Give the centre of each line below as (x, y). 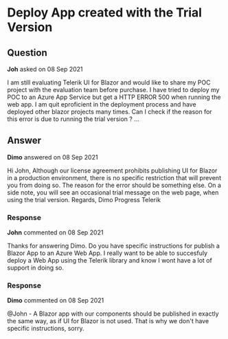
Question (27, 53)
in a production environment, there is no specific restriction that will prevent (114, 177)
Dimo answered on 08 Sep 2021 (53, 157)
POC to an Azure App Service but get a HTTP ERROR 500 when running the (114, 97)
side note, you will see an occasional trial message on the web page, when (113, 192)
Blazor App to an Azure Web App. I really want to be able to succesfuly (107, 253)
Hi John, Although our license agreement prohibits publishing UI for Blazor (112, 171)
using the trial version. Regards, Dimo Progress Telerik (84, 199)
